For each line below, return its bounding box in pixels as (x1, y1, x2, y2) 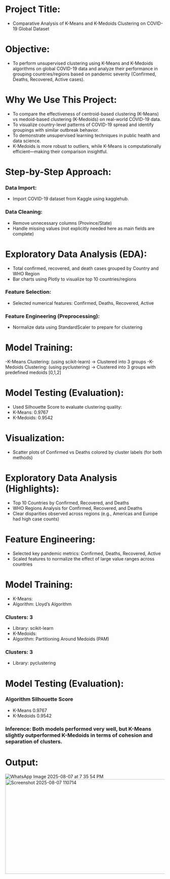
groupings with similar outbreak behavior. (12, 127, 100, 133)
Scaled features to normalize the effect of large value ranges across (12, 555, 155, 562)
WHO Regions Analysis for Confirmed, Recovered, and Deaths (12, 505, 143, 511)
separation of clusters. (5, 738, 63, 745)
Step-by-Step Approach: (5, 166, 111, 178)
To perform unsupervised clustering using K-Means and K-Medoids (12, 60, 153, 66)
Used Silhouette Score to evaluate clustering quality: (12, 404, 122, 410)
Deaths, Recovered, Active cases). (12, 76, 85, 82)
